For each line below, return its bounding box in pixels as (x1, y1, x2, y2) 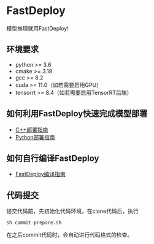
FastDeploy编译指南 (15, 171, 66, 178)
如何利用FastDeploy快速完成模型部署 (6, 108, 148, 119)
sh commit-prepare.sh (6, 220, 62, 226)
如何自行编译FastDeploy (6, 153, 99, 163)
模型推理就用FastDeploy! (6, 24, 69, 32)
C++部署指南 (15, 126, 48, 133)
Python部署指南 (15, 133, 55, 141)
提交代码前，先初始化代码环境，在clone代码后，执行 (6, 207, 139, 215)
